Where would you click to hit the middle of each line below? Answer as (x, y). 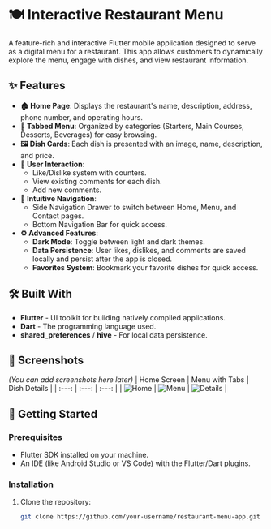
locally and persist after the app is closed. (102, 259)
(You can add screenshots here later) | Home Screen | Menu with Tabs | (129, 380)
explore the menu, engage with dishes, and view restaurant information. (129, 60)
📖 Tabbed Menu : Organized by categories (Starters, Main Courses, (132, 126)
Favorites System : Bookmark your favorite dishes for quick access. (145, 267)
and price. (37, 155)
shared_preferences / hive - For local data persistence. (114, 335)
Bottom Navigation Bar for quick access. (100, 224)
